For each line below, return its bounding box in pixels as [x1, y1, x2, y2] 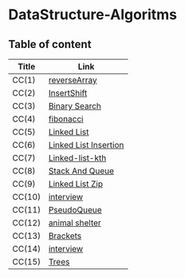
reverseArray [48, 74, 97, 85]
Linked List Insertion [48, 140, 124, 150]
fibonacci [48, 113, 84, 125]
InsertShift [48, 88, 88, 98]
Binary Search [48, 101, 102, 111]
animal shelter [48, 217, 101, 228]
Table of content [8, 38, 92, 51]
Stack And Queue [48, 165, 114, 177]
